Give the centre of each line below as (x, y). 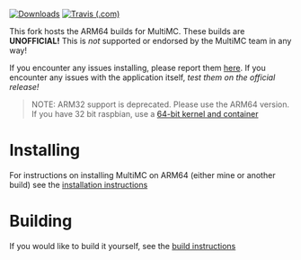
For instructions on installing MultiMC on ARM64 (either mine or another (142, 175)
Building (41, 221)
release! (24, 87)
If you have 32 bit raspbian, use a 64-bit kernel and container (145, 114)
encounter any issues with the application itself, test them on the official (142, 77)
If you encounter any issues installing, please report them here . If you (138, 68)
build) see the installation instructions (79, 184)
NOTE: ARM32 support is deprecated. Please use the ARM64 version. (160, 104)
